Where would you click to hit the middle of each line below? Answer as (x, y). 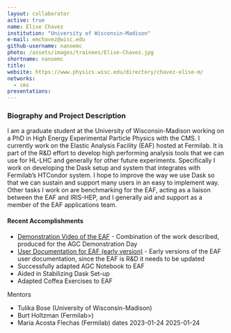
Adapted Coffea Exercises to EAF (65, 281)
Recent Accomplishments (45, 221)
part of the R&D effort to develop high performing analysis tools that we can (116, 153)
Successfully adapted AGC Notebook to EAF (81, 266)
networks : (22, 78)
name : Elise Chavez (35, 26)
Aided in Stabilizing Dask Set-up (63, 273)
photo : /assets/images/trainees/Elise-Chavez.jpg (81, 53)
